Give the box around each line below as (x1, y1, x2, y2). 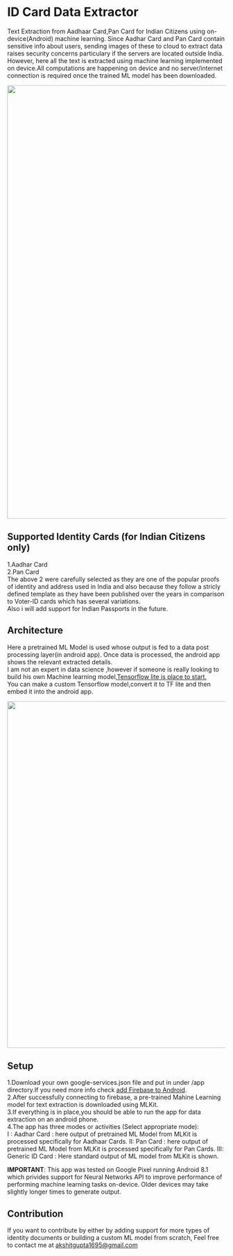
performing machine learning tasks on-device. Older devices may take (7, 1180, 209, 1189)
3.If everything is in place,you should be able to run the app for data (7, 1108, 201, 1117)
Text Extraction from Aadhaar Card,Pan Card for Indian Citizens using (7, 27, 206, 35)
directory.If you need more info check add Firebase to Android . (7, 1086, 187, 1094)
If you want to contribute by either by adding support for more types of (7, 1226, 210, 1235)
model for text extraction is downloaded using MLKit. (7, 1101, 159, 1109)
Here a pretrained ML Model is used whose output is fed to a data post (7, 643, 209, 651)
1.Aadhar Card (7, 560, 48, 569)
